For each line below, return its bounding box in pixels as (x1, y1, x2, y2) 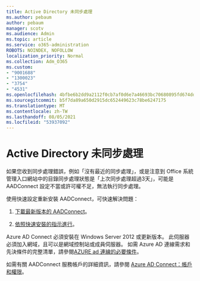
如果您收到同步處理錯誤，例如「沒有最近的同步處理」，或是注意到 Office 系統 (6, 168, 193, 175)
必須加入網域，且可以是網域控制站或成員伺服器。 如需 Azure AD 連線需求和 (6, 241, 190, 248)
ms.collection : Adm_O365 (6, 58, 68, 64)
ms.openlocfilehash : (6, 92, 58, 98)
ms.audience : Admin (6, 31, 55, 37)
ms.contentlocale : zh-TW (6, 108, 68, 114)
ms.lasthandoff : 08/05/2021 (6, 114, 76, 120)
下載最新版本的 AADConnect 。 (14, 208, 90, 215)
